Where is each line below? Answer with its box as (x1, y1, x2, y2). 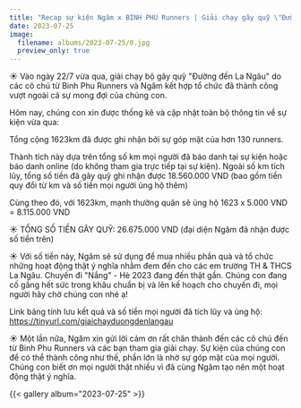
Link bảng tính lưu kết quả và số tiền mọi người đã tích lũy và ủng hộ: (9, 306, 262, 318)
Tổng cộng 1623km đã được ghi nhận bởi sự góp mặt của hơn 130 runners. (9, 134, 284, 145)
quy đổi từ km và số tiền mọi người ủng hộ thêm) (9, 180, 188, 191)
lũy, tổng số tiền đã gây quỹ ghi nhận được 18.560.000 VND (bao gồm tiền (9, 171, 282, 182)
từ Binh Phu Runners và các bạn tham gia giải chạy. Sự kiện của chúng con (9, 343, 286, 353)
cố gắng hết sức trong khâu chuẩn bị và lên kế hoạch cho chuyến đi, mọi (9, 279, 279, 291)
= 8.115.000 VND (9, 207, 71, 217)
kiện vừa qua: (9, 117, 60, 128)
